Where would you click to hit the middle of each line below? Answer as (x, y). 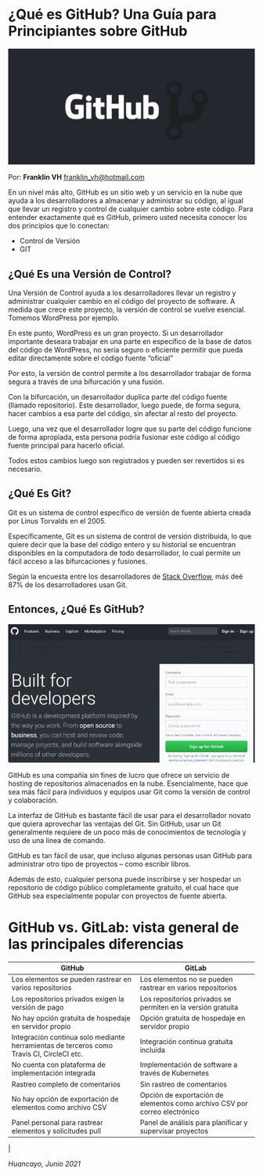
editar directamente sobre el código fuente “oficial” (91, 358)
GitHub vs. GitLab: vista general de (124, 927)
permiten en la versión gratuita (189, 1007)
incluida (153, 1050)
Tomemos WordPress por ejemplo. (64, 318)
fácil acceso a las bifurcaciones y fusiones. (77, 561)
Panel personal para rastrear (57, 1123)
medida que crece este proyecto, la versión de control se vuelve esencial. (127, 310)
